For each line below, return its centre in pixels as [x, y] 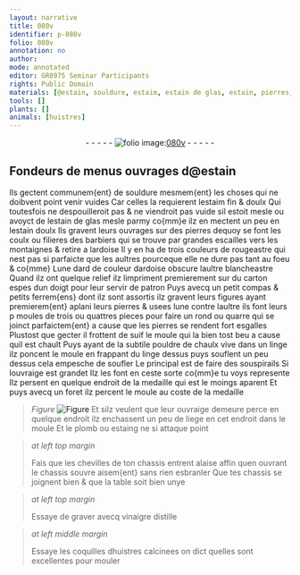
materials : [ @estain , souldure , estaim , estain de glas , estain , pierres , [151, 92]
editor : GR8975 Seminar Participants [79, 76]
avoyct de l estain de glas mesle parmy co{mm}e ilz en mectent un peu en [144, 221]
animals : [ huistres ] [48, 117]
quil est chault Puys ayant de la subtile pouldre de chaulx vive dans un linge [148, 344]
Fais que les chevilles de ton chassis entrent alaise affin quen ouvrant [159, 462]
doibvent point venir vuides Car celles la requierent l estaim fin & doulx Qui [145, 201]
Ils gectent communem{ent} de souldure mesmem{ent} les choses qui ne [144, 192]
